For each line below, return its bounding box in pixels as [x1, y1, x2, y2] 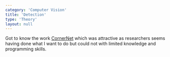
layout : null [5, 21, 33, 27]
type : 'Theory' [5, 17, 38, 22]
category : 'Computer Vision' [5, 7, 67, 13]
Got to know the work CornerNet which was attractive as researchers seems [5, 35, 165, 41]
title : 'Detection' [5, 12, 47, 17]
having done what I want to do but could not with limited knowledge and [5, 41, 156, 47]
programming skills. [5, 46, 47, 52]
